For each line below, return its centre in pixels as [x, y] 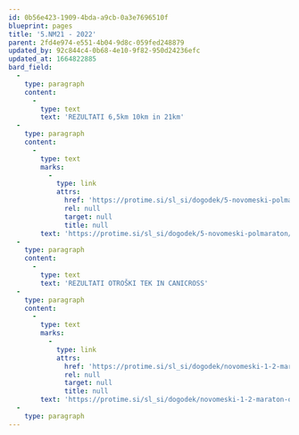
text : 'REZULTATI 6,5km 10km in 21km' [112, 117]
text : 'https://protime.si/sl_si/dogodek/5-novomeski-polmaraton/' [168, 233]
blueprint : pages [41, 26]
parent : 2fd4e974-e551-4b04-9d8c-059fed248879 [96, 42]
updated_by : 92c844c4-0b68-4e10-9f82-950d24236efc [104, 51]
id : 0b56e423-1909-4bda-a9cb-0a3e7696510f [88, 17]
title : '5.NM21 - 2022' [53, 34]
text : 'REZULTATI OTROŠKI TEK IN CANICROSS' [125, 283]
